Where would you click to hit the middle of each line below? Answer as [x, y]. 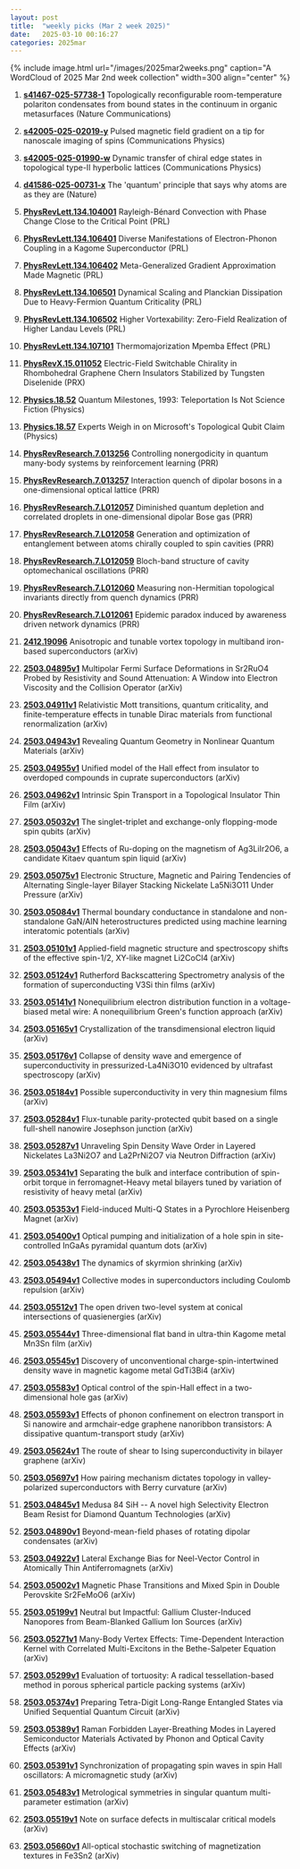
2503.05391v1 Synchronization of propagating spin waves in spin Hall [152, 1766]
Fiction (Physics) [54, 409]
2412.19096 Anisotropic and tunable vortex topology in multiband [144, 642]
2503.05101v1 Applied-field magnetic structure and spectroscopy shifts [156, 948]
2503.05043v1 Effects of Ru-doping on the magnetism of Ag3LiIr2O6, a [156, 849]
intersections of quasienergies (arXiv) [92, 1316]
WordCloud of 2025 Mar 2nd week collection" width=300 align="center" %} [150, 78]
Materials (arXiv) [54, 751]
